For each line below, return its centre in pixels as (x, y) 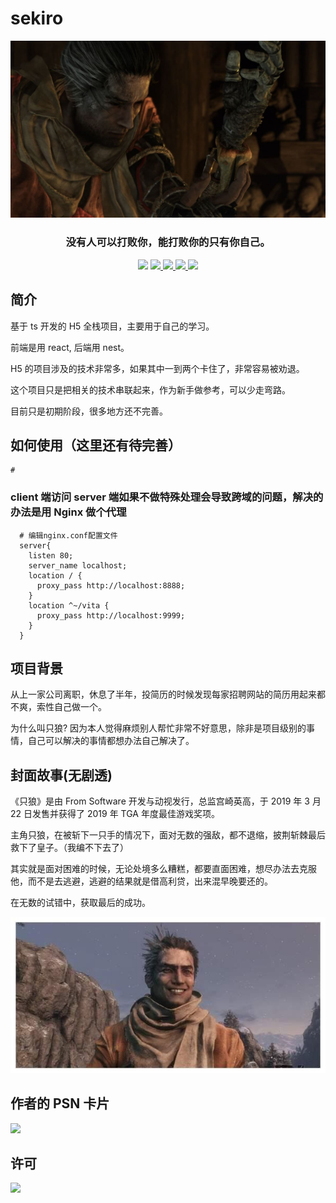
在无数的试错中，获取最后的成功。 (80, 903)
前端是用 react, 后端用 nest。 (70, 347)
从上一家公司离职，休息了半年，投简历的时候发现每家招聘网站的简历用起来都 (168, 694)
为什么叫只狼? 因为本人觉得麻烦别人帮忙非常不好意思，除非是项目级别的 (158, 728)
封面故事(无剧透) (61, 775)
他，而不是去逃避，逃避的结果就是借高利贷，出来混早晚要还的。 (141, 881)
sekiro (37, 18)
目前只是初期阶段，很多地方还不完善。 (89, 411)
